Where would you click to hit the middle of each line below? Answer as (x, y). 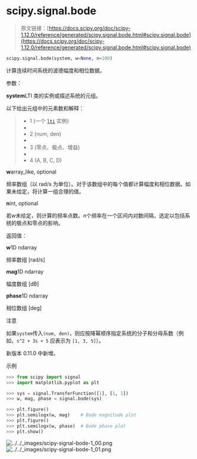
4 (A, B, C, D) (46, 160)
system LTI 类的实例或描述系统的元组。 (54, 96)
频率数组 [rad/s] (26, 259)
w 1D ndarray (22, 247)
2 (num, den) (45, 134)
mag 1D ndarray (25, 271)
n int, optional (22, 203)
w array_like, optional (31, 172)
